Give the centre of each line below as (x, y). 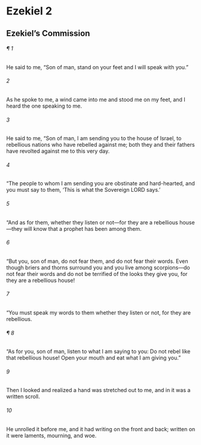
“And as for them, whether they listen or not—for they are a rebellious (92, 222)
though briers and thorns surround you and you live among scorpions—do (98, 267)
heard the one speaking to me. (44, 106)
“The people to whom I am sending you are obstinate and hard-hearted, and (101, 183)
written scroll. (23, 397)
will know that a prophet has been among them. (83, 229)
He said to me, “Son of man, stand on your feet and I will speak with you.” (97, 67)
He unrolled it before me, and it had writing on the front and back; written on (101, 429)
